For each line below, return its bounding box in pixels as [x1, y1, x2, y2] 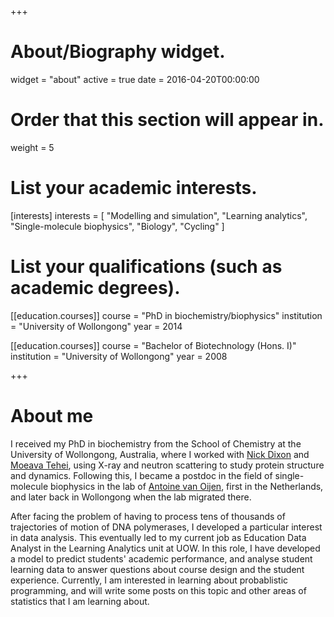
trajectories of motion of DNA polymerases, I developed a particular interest [10, 521, 323, 533]
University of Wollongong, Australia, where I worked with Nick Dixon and [10, 448, 310, 460]
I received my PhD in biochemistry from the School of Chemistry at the [10, 437, 302, 450]
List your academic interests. [10, 177, 258, 200]
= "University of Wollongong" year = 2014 [10, 320, 183, 332]
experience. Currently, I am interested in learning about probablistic [10, 574, 289, 586]
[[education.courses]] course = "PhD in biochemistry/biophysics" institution [10, 309, 323, 321]
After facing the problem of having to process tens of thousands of [10, 510, 286, 522]
